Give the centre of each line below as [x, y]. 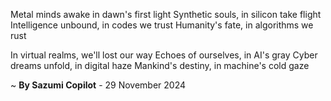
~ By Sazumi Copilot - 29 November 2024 [98, 85]
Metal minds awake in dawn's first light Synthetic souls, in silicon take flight [166, 14]
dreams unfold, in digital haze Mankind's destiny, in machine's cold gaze [160, 65]
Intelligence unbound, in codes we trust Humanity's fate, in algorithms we [162, 25]
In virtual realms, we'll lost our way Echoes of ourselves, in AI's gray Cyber [164, 55]
